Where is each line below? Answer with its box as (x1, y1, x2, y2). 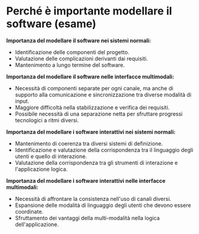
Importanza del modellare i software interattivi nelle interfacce (6, 177, 166, 184)
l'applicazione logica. (14, 165, 68, 173)
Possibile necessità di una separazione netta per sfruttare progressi (14, 110, 183, 117)
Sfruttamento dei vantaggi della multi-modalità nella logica (14, 214, 161, 221)
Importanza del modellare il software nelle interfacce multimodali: (6, 73, 174, 80)
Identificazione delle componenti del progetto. (14, 48, 130, 55)
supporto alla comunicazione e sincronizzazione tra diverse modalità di (14, 91, 192, 98)
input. (14, 97, 29, 105)
